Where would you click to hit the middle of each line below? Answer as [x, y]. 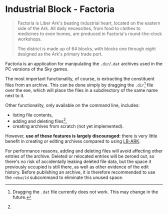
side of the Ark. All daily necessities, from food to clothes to [79, 28]
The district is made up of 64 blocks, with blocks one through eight [86, 48]
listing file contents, [33, 115]
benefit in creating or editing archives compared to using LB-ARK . [73, 141]
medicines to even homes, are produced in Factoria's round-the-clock [90, 33]
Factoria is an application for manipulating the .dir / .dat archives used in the [84, 63]
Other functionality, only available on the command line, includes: [72, 105]
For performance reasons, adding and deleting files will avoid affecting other [84, 151]
